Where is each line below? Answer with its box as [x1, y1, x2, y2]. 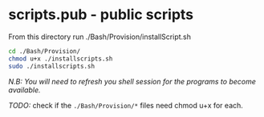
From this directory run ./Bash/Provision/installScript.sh [8, 32, 191, 41]
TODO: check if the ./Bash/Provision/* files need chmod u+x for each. [8, 100, 243, 110]
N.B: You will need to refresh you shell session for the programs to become [8, 76, 257, 86]
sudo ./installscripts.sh [8, 62, 95, 70]
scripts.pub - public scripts [8, 6, 194, 24]
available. [8, 85, 42, 95]
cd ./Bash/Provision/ [8, 47, 81, 55]
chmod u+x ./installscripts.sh [8, 54, 113, 63]
